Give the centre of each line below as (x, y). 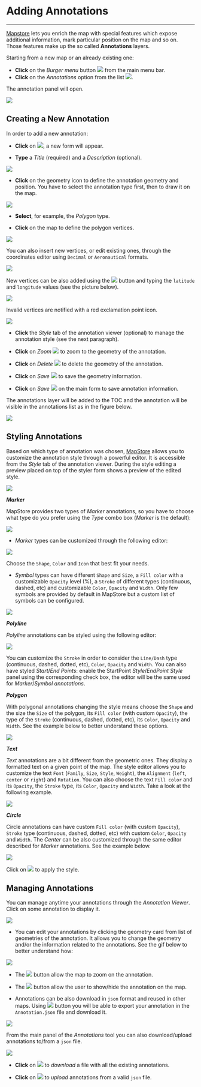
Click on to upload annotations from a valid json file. (83, 1077)
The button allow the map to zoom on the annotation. (84, 975)
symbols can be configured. (49, 600)
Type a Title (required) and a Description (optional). (78, 157)
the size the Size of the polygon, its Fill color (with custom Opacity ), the (97, 713)
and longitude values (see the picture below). (63, 287)
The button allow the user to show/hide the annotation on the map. (101, 987)
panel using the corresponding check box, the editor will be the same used (98, 677)
